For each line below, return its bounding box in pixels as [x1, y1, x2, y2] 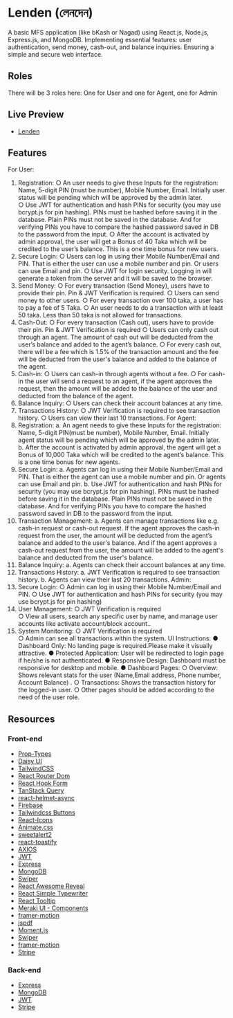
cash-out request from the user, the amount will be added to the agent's [17, 546, 224, 555]
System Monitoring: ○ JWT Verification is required [17, 627, 162, 636]
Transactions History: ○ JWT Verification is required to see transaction [17, 407, 221, 415]
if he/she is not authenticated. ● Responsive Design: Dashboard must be [17, 656, 227, 665]
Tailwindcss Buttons [17, 808, 75, 817]
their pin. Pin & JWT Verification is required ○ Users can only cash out [17, 326, 219, 334]
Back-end [8, 965, 41, 974]
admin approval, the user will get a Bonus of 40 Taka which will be [17, 237, 207, 246]
